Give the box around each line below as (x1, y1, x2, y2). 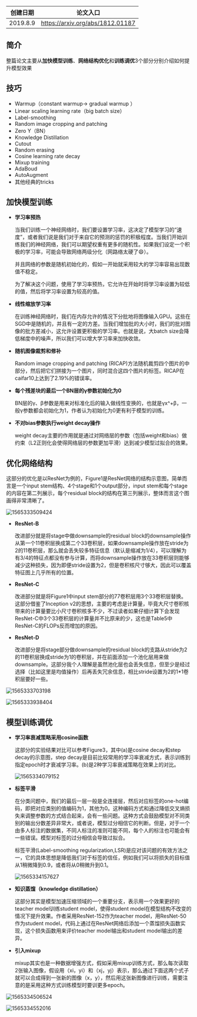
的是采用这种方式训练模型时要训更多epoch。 (19, 982, 128, 989)
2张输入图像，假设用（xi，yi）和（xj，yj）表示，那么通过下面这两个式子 (14, 967, 189, 974)
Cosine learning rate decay (14, 152, 81, 159)
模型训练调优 (6, 717, 53, 727)
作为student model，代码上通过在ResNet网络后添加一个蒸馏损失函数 (14, 920, 181, 927)
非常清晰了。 (16, 497, 48, 504)
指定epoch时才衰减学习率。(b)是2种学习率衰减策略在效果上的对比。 (14, 761, 179, 768)
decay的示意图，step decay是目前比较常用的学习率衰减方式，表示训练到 (14, 754, 191, 761)
